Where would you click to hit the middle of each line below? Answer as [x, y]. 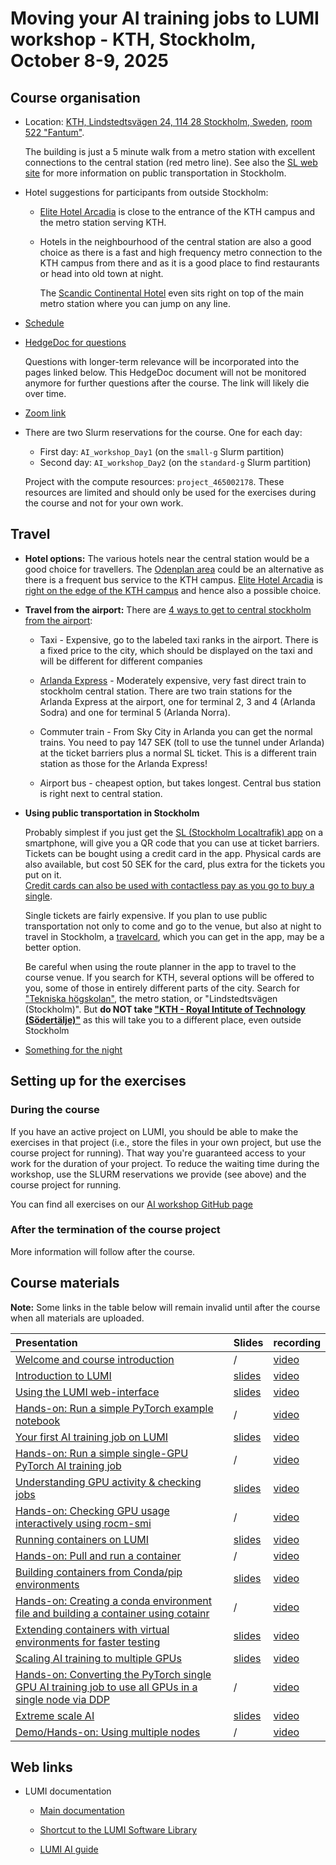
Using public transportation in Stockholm [112, 813]
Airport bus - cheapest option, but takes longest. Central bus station [180, 783]
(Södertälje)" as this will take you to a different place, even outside [163, 1019]
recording [297, 1342]
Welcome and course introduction [95, 1359]
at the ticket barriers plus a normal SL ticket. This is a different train [178, 753]
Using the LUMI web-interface [87, 1392]
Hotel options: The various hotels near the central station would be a [167, 558]
